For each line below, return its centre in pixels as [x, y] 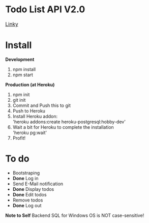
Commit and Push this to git [42, 105]
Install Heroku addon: [35, 116]
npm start [23, 75]
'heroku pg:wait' [30, 132]
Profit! [19, 138]
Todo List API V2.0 [45, 9]
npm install [24, 69]
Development [20, 59]
